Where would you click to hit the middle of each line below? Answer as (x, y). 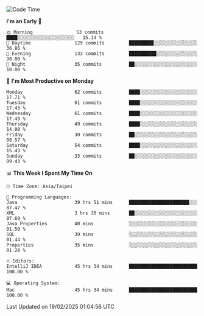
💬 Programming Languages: (39, 197)
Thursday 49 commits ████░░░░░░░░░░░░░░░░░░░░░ (102, 124)
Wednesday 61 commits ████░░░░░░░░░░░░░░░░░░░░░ (102, 113)
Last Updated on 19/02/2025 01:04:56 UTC (60, 307)
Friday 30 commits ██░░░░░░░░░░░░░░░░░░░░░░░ (102, 135)
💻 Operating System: (33, 283)
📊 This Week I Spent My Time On (49, 173)
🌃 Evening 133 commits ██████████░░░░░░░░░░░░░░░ (102, 54)
